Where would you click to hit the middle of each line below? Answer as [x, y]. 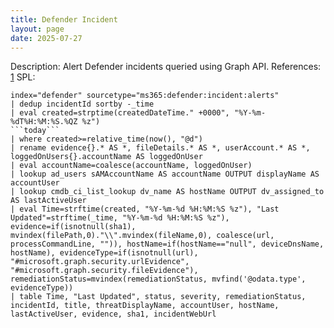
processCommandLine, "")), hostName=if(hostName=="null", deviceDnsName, [167, 244]
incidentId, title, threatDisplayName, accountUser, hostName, [145, 306]
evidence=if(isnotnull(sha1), [73, 227]
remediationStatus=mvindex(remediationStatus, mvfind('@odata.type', [158, 279]
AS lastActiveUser [48, 201]
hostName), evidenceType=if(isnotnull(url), [104, 253]
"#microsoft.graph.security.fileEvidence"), [104, 271]
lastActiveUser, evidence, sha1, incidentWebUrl [113, 314]
